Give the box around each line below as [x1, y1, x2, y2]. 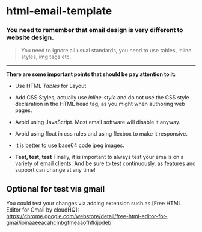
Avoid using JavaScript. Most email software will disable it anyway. [14, 119, 181, 126]
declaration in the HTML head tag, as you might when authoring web [14, 101, 185, 108]
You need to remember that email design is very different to [6, 26, 183, 34]
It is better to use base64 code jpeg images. [14, 142, 124, 149]
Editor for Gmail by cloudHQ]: [6, 206, 79, 213]
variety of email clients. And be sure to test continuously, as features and [14, 160, 196, 167]
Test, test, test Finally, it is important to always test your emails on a [14, 154, 185, 161]
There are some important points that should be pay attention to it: [6, 71, 176, 78]
